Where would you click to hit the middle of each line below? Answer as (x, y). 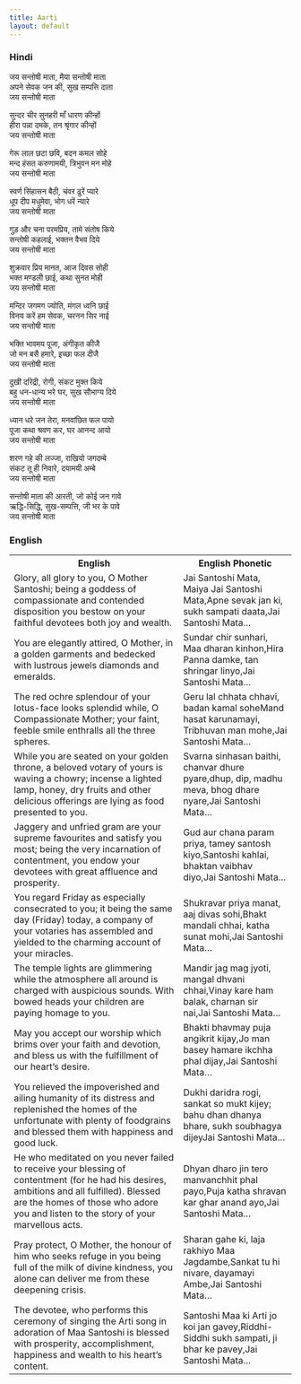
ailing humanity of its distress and (84, 1098)
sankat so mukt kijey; (227, 1104)
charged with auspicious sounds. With (94, 990)
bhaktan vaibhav (218, 866)
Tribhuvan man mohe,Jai (235, 730)
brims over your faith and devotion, (87, 1044)
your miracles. (44, 953)
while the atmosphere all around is (86, 979)
